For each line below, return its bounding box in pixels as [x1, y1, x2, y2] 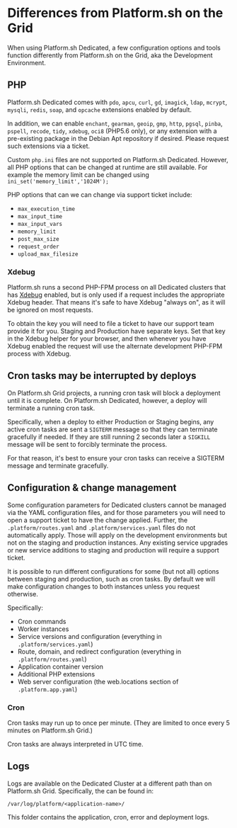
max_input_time [17, 212, 63, 220]
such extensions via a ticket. [7, 142, 91, 150]
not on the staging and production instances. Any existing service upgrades [7, 538, 229, 547]
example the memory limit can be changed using [7, 170, 150, 178]
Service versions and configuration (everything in [17, 632, 162, 640]
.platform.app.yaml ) [17, 685, 78, 693]
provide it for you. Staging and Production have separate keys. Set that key [7, 327, 226, 336]
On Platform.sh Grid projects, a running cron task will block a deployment [7, 388, 221, 397]
